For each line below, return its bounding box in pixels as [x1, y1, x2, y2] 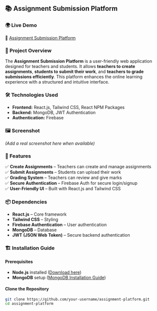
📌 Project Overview [5, 47, 52, 54]
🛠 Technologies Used [5, 91, 58, 98]
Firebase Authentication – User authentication [12, 222, 107, 228]
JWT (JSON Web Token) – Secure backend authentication [12, 232, 131, 238]
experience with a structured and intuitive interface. [5, 79, 110, 85]
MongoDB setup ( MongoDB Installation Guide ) [12, 275, 106, 281]
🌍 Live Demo [5, 22, 37, 29]
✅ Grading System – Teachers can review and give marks [5, 175, 122, 180]
